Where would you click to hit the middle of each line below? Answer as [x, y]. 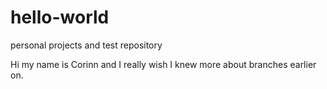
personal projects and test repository [86, 45]
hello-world [60, 17]
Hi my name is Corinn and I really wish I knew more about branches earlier [163, 64]
